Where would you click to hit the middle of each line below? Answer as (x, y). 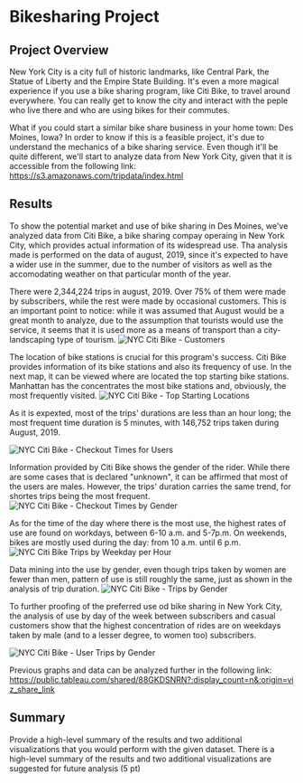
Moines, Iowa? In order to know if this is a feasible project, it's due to (137, 137)
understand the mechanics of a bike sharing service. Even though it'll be (144, 147)
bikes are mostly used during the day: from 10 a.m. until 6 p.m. (125, 542)
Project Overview (59, 50)
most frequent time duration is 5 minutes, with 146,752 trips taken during (144, 422)
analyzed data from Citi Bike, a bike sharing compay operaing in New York (147, 235)
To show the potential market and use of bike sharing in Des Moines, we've (149, 226)
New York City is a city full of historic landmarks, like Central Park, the (139, 71)
